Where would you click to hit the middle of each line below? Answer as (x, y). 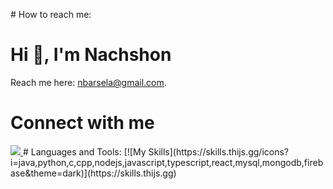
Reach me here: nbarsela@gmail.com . (88, 82)
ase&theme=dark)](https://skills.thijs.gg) (93, 173)
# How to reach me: (51, 14)
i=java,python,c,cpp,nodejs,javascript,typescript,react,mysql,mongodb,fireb (167, 162)
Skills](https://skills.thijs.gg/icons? (218, 151)
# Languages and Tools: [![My (84, 151)
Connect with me (82, 123)
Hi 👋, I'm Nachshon (91, 55)
